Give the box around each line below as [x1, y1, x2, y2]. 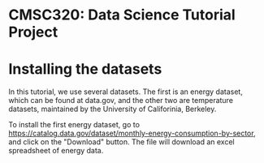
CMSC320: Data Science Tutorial [8, 6, 236, 24]
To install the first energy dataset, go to [8, 120, 141, 130]
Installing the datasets [8, 60, 162, 79]
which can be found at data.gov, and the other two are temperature [8, 96, 234, 105]
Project [8, 23, 58, 41]
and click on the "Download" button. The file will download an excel [8, 137, 235, 147]
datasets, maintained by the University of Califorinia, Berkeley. [8, 104, 217, 114]
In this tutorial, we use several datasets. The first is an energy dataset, [8, 87, 244, 97]
